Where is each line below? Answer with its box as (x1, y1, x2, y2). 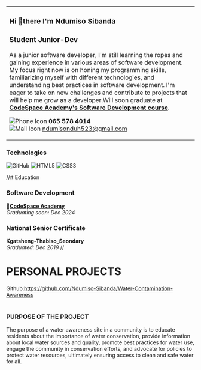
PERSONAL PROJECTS (6, 265, 121, 279)
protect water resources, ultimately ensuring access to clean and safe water (6, 351, 194, 359)
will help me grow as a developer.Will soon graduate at (9, 96, 163, 105)
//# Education (6, 174, 40, 181)
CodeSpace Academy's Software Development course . (9, 103, 170, 112)
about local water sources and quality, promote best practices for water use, (6, 339, 195, 346)
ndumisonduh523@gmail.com (42, 124, 127, 133)
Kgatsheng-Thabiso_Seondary (6, 237, 84, 245)
